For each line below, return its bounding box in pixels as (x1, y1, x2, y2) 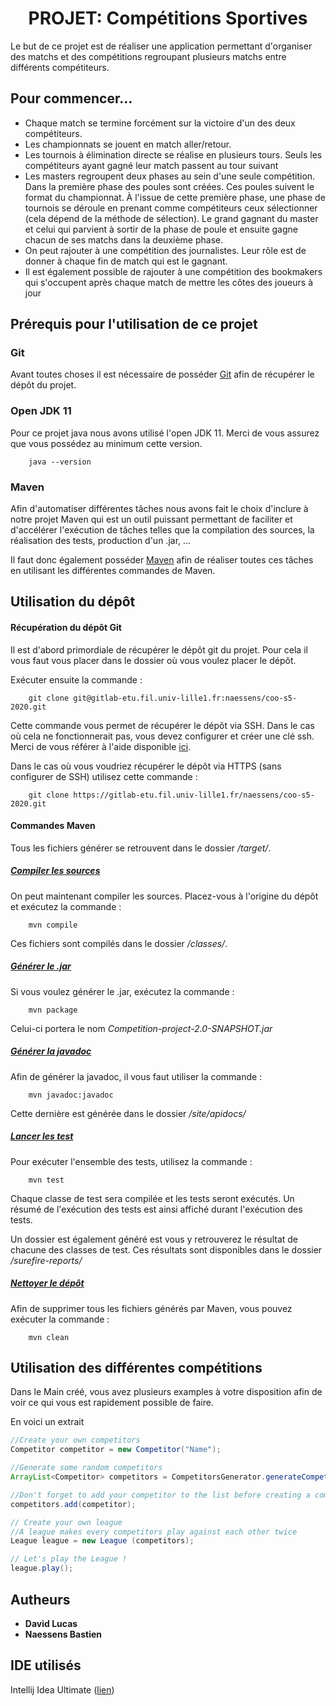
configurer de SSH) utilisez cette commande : (10, 770, 198, 782)
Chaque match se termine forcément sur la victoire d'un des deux (24, 117, 296, 129)
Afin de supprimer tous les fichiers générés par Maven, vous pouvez (10, 1302, 293, 1314)
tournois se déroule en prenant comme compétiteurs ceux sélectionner (24, 202, 318, 214)
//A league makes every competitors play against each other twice (10, 1527, 298, 1537)
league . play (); (10, 1563, 74, 1574)
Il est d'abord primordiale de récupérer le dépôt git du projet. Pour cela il (10, 643, 308, 656)
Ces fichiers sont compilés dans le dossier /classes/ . (10, 937, 228, 949)
